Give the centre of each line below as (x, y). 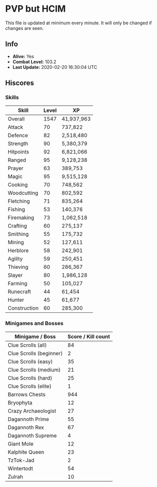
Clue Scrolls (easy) (30, 361)
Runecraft (19, 292)
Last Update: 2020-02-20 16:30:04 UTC (55, 67)
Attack (16, 127)
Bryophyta (20, 402)
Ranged (17, 160)
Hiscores (20, 83)
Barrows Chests (27, 394)
